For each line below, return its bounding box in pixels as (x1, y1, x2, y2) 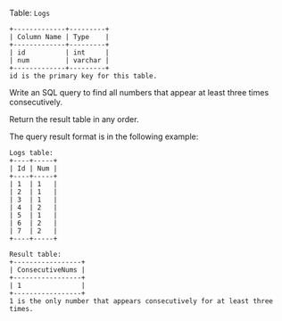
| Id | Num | (9, 164, 58, 173)
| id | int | (9, 48, 110, 57)
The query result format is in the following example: (9, 131, 199, 142)
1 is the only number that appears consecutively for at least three (9, 297, 274, 306)
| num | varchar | (9, 56, 110, 65)
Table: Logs (9, 8, 51, 18)
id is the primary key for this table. (9, 71, 158, 80)
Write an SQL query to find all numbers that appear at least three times (9, 87, 270, 97)
